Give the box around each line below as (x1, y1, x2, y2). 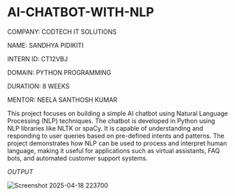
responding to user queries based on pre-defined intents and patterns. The (7, 131, 224, 140)
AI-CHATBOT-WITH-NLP (7, 4, 154, 20)
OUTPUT (7, 167, 34, 176)
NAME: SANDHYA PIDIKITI (7, 41, 84, 49)
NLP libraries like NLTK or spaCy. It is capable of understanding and (7, 124, 203, 132)
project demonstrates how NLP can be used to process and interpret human (7, 138, 227, 148)
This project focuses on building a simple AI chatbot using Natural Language (7, 109, 228, 117)
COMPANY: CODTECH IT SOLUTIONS (7, 27, 117, 36)
